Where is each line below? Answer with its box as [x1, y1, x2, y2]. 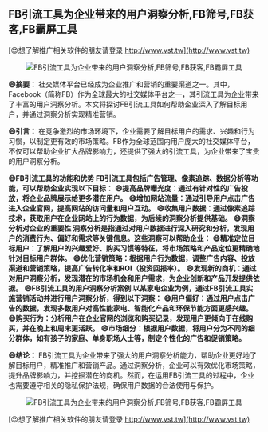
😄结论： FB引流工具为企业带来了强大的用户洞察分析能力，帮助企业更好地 [8, 350, 250, 360]
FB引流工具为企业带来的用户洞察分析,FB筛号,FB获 [8, 7, 254, 22]
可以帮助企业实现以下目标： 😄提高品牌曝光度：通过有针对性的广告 [22, 183, 242, 193]
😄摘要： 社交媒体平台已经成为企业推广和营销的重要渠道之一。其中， [8, 79, 235, 89]
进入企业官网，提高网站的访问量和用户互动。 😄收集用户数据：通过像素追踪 [8, 203, 255, 213]
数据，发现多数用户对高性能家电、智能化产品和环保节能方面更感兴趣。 [22, 303, 253, 313]
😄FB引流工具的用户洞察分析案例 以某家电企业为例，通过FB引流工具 [23, 283, 246, 293]
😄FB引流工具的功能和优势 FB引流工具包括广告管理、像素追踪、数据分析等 [8, 173, 251, 182]
